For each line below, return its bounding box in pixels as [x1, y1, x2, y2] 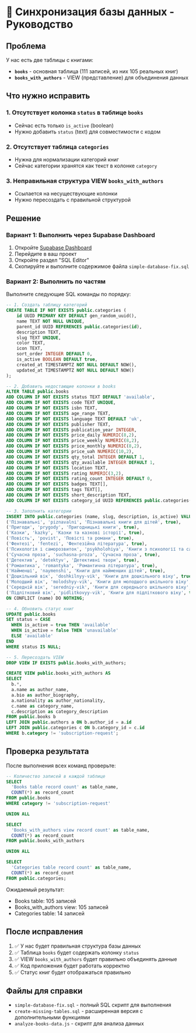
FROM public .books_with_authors [6, 838, 85, 844]
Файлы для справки [6, 986, 83, 996]
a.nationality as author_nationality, [11, 698, 106, 703]
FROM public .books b [6, 714, 57, 720]
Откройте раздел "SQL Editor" [14, 256, 89, 263]
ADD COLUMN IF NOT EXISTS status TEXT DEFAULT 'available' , [6, 394, 156, 400]
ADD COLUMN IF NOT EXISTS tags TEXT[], [6, 487, 103, 493]
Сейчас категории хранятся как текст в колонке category [14, 162, 157, 169]
